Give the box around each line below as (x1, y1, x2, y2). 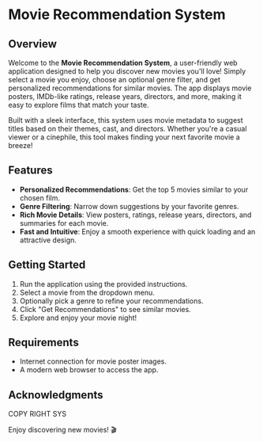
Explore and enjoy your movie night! (19, 313, 137, 322)
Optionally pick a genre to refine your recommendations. (19, 295, 204, 306)
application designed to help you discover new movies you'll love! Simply (8, 67, 246, 76)
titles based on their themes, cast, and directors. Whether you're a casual (8, 124, 247, 133)
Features (8, 164, 53, 177)
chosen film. (19, 192, 61, 203)
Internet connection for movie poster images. (19, 356, 167, 366)
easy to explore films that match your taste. (8, 101, 149, 109)
